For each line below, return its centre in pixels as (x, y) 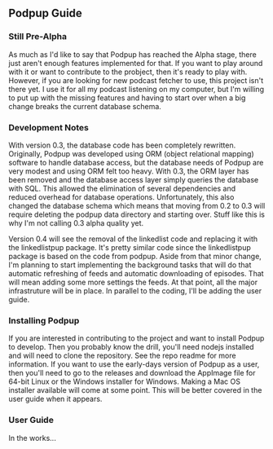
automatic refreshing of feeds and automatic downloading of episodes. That (136, 273)
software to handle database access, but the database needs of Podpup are (136, 162)
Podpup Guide (46, 13)
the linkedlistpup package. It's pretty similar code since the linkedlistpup (130, 247)
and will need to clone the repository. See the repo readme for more (122, 356)
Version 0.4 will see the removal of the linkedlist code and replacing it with (133, 239)
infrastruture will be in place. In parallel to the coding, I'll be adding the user (135, 291)
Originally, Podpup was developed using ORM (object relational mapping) (131, 153)
